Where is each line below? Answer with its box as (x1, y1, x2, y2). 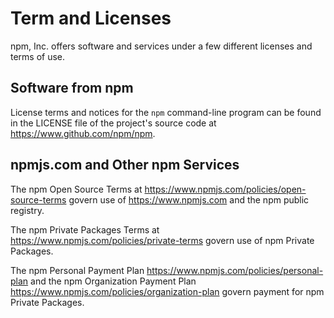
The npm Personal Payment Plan (10, 264, 145, 276)
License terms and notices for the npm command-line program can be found (10, 106, 322, 118)
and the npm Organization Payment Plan (30, 275, 197, 287)
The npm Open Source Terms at (10, 183, 143, 195)
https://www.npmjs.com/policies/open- (144, 183, 307, 195)
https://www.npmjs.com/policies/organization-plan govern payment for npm (10, 285, 325, 297)
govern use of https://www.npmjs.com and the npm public (68, 193, 310, 206)
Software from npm (10, 80, 134, 97)
